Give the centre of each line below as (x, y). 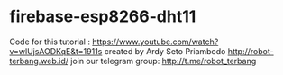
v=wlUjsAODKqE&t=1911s (56, 51)
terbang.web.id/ (39, 61)
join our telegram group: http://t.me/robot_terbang (164, 61)
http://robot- (251, 51)
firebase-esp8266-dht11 (103, 17)
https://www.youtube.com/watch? (155, 42)
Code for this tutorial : (50, 42)
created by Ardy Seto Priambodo (165, 51)
